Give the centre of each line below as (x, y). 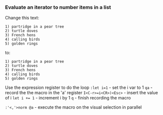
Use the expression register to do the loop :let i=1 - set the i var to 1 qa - (79, 88)
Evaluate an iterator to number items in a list (58, 7)
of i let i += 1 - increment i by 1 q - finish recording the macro (68, 98)
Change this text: (22, 18)
